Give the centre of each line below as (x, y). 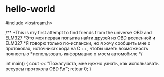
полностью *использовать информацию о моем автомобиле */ (74, 54)
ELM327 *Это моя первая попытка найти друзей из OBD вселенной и (80, 38)
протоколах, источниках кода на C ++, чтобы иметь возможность (77, 48)
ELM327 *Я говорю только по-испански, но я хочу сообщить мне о (78, 43)
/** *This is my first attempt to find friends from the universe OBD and (79, 32)
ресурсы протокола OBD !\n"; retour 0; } (48, 69)
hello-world (30, 9)
